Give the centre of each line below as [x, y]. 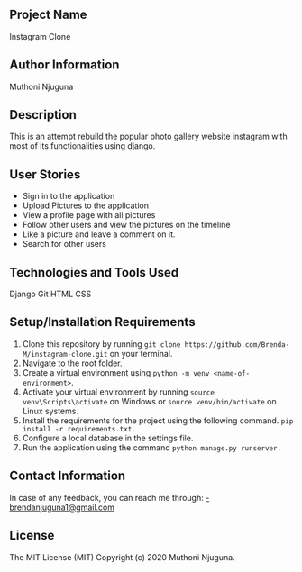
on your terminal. [141, 353]
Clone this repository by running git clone [101, 344]
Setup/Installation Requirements [102, 322]
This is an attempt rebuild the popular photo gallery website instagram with [148, 136]
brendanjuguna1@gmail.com [62, 507]
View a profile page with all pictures [89, 215]
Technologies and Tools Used [94, 272]
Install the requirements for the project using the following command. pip [158, 420]
